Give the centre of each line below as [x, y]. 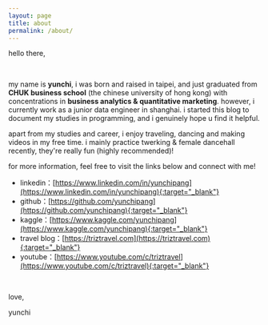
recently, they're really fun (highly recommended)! [91, 151]
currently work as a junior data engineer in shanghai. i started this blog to [129, 110]
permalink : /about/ [41, 30]
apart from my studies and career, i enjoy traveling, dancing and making [127, 134]
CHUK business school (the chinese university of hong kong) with [118, 93]
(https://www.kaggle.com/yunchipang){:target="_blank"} [114, 229]
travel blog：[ [42, 239]
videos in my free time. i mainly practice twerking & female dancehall [122, 142]
